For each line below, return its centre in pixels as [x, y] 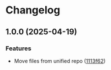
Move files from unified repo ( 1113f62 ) [60, 61]
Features [18, 48]
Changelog [33, 10]
